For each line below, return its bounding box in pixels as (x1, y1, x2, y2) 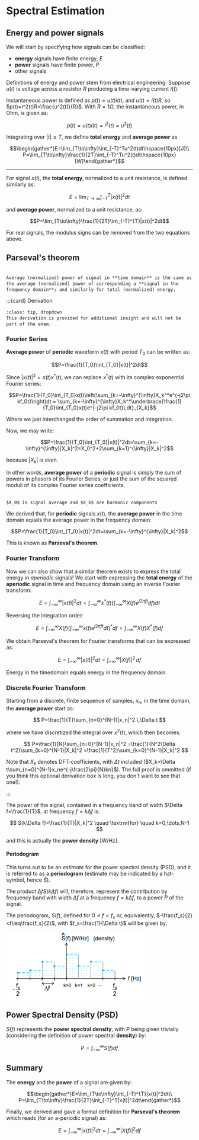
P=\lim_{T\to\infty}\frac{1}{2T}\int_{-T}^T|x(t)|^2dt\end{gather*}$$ (18, 1096, 181, 1103)
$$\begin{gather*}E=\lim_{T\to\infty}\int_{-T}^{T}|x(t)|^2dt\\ (26, 1090, 172, 1097)
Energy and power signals (6, 28, 104, 38)
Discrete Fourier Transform (6, 684, 86, 692)
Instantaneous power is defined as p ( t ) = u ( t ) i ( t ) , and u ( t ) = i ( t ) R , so (6, 97, 171, 104)
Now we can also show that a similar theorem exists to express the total (6, 568, 181, 575)
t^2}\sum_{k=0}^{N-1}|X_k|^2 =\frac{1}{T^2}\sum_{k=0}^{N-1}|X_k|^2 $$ (11, 747, 188, 754)
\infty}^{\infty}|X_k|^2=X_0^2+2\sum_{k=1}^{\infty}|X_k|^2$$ (25, 444, 174, 451)
